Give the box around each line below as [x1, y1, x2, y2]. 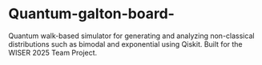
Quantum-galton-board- [8, 5, 175, 23]
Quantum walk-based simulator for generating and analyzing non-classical [8, 31, 255, 40]
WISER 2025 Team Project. [8, 48, 98, 57]
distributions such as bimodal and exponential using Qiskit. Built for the [8, 39, 243, 48]
